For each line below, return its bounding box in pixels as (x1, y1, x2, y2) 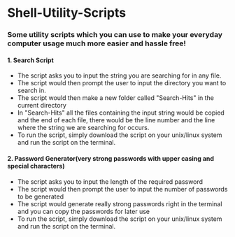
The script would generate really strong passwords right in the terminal (17, 199, 222, 208)
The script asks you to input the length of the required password (17, 177, 204, 186)
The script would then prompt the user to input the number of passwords (17, 185, 228, 193)
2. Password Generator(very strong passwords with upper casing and (7, 154, 215, 162)
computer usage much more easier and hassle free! (7, 38, 187, 48)
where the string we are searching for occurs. (17, 124, 150, 132)
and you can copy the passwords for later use (17, 207, 150, 215)
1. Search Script (7, 56, 54, 64)
